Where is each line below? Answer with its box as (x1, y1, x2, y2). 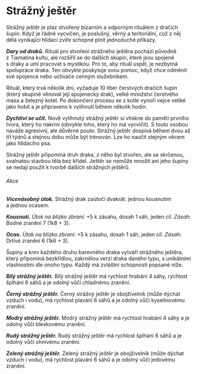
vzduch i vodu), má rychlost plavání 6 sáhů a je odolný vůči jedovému (6, 356, 175, 363)
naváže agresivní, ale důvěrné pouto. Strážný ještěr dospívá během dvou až (6, 127, 191, 134)
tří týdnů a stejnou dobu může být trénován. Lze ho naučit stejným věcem (6, 133, 185, 140)
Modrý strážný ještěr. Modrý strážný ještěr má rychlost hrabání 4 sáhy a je (6, 314, 190, 321)
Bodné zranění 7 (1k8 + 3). (6, 220, 71, 227)
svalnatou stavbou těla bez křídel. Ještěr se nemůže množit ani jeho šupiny (6, 157, 189, 164)
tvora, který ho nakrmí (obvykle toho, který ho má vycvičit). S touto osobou (6, 121, 189, 128)
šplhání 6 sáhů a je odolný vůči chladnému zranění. (6, 279, 131, 286)
